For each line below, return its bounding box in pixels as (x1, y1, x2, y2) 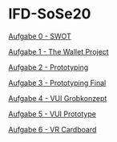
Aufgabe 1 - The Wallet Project (8, 47, 110, 56)
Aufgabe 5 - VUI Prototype (8, 109, 96, 119)
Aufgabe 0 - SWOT (8, 31, 72, 41)
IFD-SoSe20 (8, 5, 91, 23)
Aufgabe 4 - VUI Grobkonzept (8, 93, 107, 103)
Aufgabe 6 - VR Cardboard (8, 124, 97, 134)
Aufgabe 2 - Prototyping (8, 62, 89, 72)
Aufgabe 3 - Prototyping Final (8, 78, 107, 87)
